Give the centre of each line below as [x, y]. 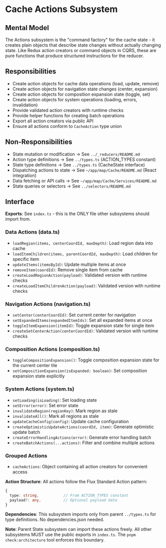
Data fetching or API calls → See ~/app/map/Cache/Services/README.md [84, 180]
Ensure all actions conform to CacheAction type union [67, 126]
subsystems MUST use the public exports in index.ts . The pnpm [70, 534]
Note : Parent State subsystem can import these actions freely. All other [78, 529]
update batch [26, 432]
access [20, 472]
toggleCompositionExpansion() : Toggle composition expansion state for [86, 360]
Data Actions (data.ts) [32, 232]
